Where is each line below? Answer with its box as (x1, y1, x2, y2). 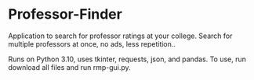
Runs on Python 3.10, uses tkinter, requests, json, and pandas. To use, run (8, 54, 247, 64)
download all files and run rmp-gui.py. (8, 62, 131, 71)
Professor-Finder (8, 5, 123, 23)
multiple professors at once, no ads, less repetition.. (8, 39, 176, 48)
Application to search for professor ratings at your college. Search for (8, 31, 233, 40)
